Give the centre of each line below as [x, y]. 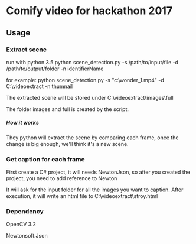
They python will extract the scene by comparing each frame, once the [92, 138]
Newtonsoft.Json [27, 236]
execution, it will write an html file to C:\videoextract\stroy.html [82, 196]
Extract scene [27, 50]
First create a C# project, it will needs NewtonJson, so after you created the [98, 172]
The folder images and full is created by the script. [67, 109]
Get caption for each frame [45, 159]
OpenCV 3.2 [21, 224]
